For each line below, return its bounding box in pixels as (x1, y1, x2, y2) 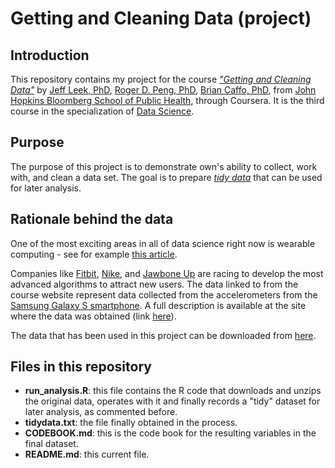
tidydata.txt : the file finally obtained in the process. (24, 417, 238, 429)
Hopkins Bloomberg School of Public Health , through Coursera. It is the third (10, 95, 325, 106)
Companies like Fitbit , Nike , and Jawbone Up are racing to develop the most (10, 267, 324, 279)
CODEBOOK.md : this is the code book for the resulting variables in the (24, 427, 317, 439)
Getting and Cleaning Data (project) (10, 7, 312, 30)
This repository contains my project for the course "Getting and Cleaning (10, 73, 312, 85)
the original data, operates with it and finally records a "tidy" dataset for (24, 395, 321, 407)
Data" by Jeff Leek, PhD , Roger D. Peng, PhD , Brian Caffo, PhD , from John (10, 84, 317, 96)
